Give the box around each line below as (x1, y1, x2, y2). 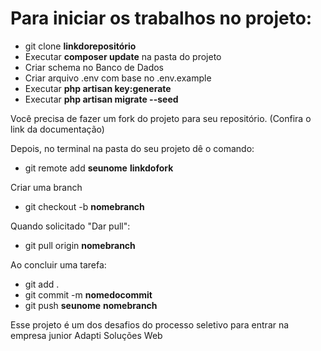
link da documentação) (10, 123, 105, 135)
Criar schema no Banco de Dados (24, 61, 165, 73)
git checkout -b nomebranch (24, 200, 145, 212)
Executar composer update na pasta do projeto (24, 50, 222, 62)
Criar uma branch (10, 181, 83, 193)
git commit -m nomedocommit (24, 288, 153, 301)
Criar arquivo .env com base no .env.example (24, 72, 212, 84)
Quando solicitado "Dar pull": (10, 220, 131, 232)
